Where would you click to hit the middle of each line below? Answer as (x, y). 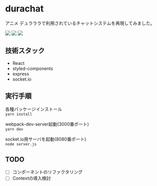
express (20, 73)
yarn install (19, 114)
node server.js (21, 144)
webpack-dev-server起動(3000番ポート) (47, 124)
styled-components (33, 68)
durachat (24, 9)
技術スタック (25, 51)
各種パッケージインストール (34, 109)
